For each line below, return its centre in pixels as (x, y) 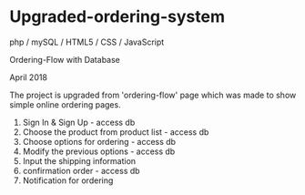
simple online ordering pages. (65, 104)
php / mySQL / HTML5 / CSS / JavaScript (87, 42)
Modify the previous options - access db (99, 151)
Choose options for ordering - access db (99, 141)
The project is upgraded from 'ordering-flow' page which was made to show (153, 95)
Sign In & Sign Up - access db (79, 122)
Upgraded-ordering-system (117, 17)
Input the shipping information (79, 160)
